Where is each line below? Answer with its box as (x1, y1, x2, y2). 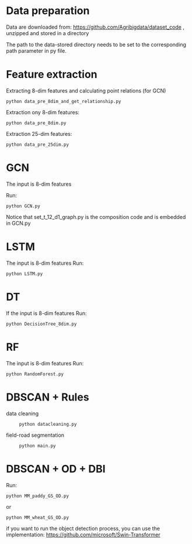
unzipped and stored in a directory (6, 29, 89, 36)
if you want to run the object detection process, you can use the (6, 525, 160, 532)
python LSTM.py (6, 271, 43, 276)
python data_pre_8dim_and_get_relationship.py (6, 98, 121, 104)
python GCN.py (6, 203, 41, 209)
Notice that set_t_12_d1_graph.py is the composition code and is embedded (6, 213, 186, 220)
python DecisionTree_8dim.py (6, 321, 77, 327)
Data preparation (6, 4, 90, 18)
